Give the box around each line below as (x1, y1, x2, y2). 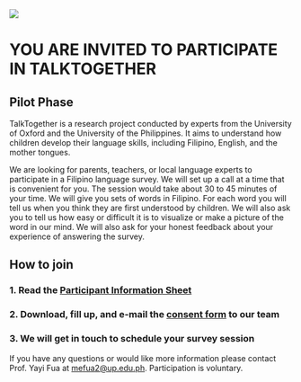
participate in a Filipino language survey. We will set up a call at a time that (9, 174, 285, 184)
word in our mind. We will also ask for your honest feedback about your (9, 222, 274, 232)
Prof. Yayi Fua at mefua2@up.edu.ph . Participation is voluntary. (9, 362, 243, 373)
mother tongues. (9, 147, 71, 157)
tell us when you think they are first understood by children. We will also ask (9, 202, 291, 213)
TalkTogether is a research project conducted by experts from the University (9, 119, 292, 129)
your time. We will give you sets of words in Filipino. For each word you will (9, 193, 288, 203)
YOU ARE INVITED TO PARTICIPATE (9, 40, 279, 60)
